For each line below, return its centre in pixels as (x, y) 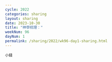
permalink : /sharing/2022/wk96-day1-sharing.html (56, 41)
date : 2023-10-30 (23, 23)
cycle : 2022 (17, 9)
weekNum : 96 (17, 32)
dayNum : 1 (15, 37)
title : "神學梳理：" (24, 28)
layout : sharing (21, 18)
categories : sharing (26, 14)
